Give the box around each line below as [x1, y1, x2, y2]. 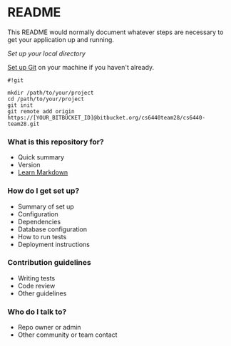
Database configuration [17, 225, 88, 234]
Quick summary [17, 153, 65, 162]
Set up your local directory [7, 49, 86, 58]
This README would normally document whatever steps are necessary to [7, 28, 224, 36]
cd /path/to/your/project [7, 95, 84, 103]
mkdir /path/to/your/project [7, 89, 94, 96]
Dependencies [17, 217, 61, 226]
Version [17, 161, 41, 169]
